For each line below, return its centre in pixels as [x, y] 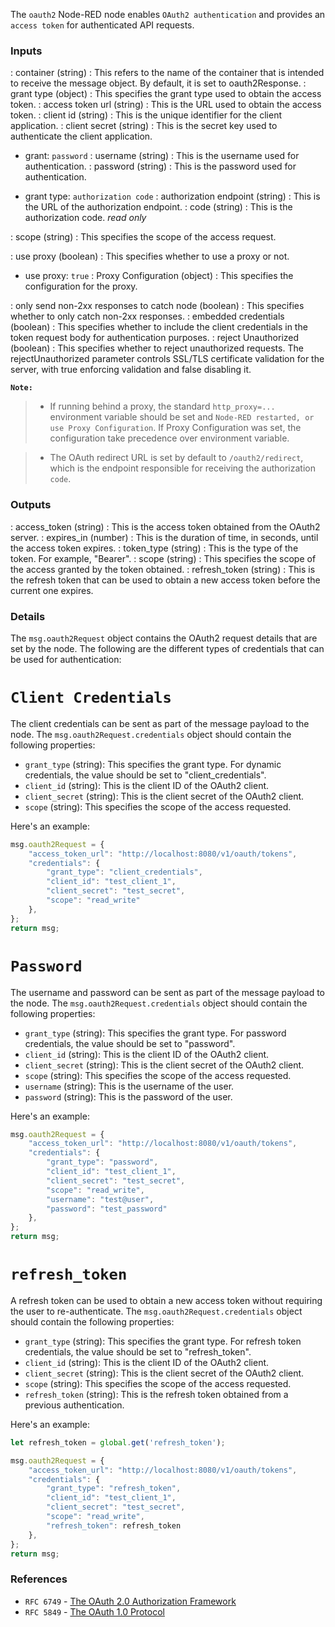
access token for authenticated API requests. [102, 25]
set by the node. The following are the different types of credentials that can [167, 648]
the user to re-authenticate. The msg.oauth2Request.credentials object [156, 1311]
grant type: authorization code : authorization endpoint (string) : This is [172, 196]
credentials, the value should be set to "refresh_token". [138, 1351]
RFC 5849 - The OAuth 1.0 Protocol [94, 1611]
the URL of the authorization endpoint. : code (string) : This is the [158, 207]
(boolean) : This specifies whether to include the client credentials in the [159, 327]
